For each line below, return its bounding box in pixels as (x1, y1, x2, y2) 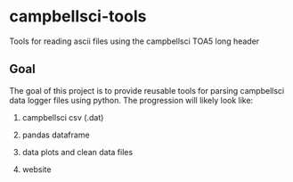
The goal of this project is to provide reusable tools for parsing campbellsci (9, 85, 285, 95)
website (21, 163, 52, 175)
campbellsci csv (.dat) (21, 112, 104, 122)
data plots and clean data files (21, 146, 134, 157)
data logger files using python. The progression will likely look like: (9, 95, 254, 105)
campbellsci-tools (9, 6, 147, 27)
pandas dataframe (21, 129, 91, 140)
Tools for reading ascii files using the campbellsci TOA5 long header (9, 36, 260, 46)
